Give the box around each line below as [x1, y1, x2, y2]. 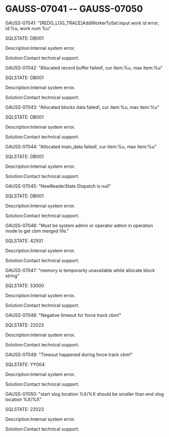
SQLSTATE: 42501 [5, 238, 43, 244]
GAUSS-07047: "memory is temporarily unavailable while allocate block [5, 267, 155, 273]
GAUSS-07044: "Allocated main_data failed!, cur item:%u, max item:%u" [5, 143, 157, 150]
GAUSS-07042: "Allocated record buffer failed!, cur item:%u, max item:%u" [5, 65, 163, 71]
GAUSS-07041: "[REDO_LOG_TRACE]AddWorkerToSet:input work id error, [5, 20, 159, 26]
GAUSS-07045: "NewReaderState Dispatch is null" [5, 183, 111, 189]
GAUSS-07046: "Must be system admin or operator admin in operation [5, 222, 153, 228]
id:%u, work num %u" [5, 25, 51, 31]
